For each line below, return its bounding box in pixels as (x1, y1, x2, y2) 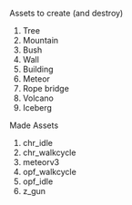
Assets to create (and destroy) (9, 8, 124, 18)
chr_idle (22, 138, 53, 148)
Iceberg (22, 102, 53, 112)
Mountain (22, 35, 59, 45)
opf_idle (22, 176, 54, 187)
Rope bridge (22, 83, 70, 93)
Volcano (22, 93, 55, 103)
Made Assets (9, 120, 59, 131)
